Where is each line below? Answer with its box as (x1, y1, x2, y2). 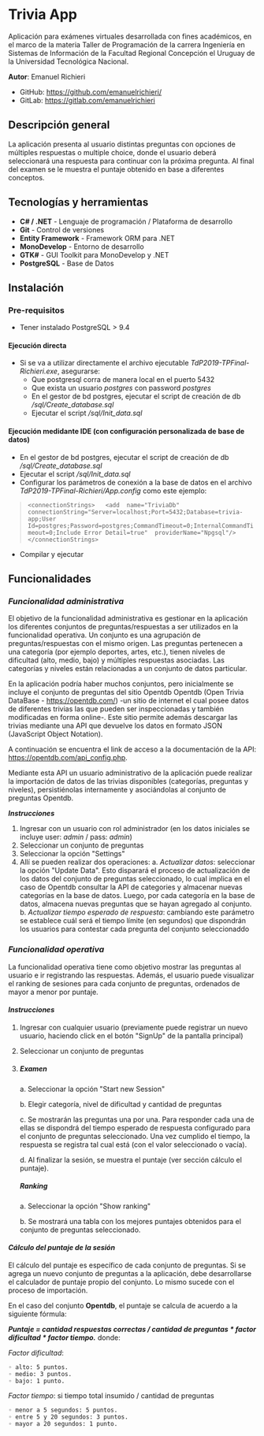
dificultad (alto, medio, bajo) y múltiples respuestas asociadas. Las (8, 655, 225, 665)
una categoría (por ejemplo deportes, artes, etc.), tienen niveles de (8, 647, 226, 657)
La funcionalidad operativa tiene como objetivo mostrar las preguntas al (8, 962, 242, 971)
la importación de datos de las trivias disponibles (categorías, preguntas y (8, 777, 248, 786)
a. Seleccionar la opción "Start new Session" (19, 1084, 165, 1093)
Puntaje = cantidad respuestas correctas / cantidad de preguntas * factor (8, 1324, 256, 1334)
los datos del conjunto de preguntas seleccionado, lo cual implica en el (19, 874, 251, 884)
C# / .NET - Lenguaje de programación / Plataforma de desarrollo (19, 217, 233, 226)
